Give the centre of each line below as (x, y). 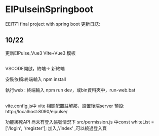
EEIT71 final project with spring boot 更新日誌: (53, 24)
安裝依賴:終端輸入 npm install (36, 79)
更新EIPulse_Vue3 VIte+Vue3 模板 (41, 53)
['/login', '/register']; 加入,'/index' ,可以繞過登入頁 (56, 128)
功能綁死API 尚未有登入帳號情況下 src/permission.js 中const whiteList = (80, 122)
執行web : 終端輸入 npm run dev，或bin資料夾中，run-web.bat (70, 90)
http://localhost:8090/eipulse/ (36, 111)
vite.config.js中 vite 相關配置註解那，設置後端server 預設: (65, 106)
